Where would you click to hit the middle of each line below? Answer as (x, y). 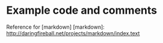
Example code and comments (82, 10)
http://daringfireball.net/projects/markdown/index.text (73, 33)
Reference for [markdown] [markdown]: (56, 27)
